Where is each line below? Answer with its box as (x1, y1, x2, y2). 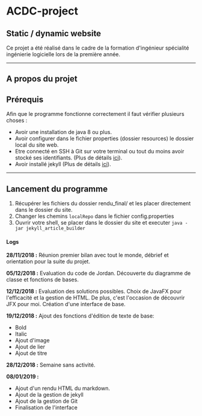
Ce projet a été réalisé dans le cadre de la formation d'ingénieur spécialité (6, 44, 189, 51)
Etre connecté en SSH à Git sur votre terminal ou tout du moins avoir (14, 148, 185, 155)
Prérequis (6, 94, 44, 104)
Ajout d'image (14, 337, 50, 344)
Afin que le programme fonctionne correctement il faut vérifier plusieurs (6, 110, 185, 118)
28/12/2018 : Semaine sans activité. (6, 361, 96, 369)
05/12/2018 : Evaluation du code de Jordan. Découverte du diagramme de (6, 270, 191, 277)
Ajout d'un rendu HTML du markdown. (14, 385, 110, 392)
